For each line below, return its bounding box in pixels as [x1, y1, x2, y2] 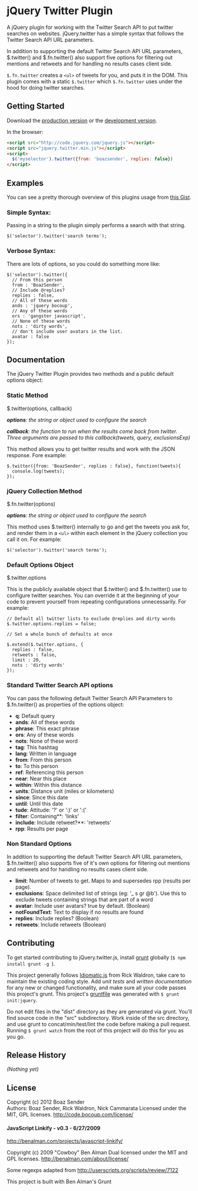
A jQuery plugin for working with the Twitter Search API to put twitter [6, 24, 174, 31]
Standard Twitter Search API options [6, 681, 114, 690]
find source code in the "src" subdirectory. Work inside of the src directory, [6, 1014, 190, 1021]
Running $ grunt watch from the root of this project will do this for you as [6, 1026, 184, 1033]
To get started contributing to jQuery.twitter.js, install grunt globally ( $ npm [6, 954, 186, 961]
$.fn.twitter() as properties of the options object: [6, 701, 124, 708]
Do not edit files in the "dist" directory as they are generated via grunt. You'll [6, 1008, 192, 1015]
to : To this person [15, 762, 58, 769]
